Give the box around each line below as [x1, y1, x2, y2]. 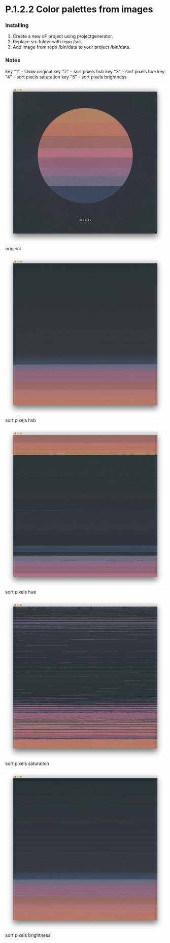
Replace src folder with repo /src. [12, 39, 83, 45]
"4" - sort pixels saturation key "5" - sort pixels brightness [5, 74, 127, 80]
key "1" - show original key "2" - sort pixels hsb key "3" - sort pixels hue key [5, 68, 165, 74]
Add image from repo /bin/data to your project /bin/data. [12, 44, 131, 50]
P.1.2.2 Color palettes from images [5, 4, 153, 15]
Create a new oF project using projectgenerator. [12, 33, 113, 39]
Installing [5, 22, 29, 29]
